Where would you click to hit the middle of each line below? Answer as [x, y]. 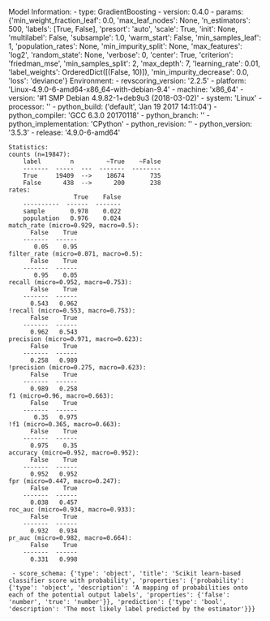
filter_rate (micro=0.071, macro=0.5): [76, 254]
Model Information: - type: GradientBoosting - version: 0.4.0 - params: [126, 12]
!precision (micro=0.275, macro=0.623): [78, 368]
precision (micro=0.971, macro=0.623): [76, 339]
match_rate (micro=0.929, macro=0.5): [74, 226]
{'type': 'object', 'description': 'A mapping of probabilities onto [129, 588]
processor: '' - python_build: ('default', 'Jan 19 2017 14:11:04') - [113, 106]
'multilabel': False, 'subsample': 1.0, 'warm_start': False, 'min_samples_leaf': [135, 37]
